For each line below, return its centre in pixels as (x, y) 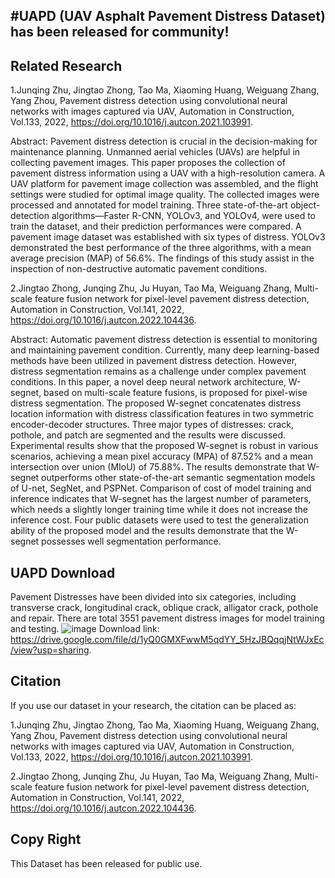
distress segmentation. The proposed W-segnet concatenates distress (156, 403)
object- (305, 205)
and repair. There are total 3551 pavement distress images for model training (167, 618)
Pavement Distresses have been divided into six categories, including (153, 597)
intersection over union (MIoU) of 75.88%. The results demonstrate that (157, 467)
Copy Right (46, 839)
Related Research (66, 65)
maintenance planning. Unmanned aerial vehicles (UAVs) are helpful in (155, 152)
